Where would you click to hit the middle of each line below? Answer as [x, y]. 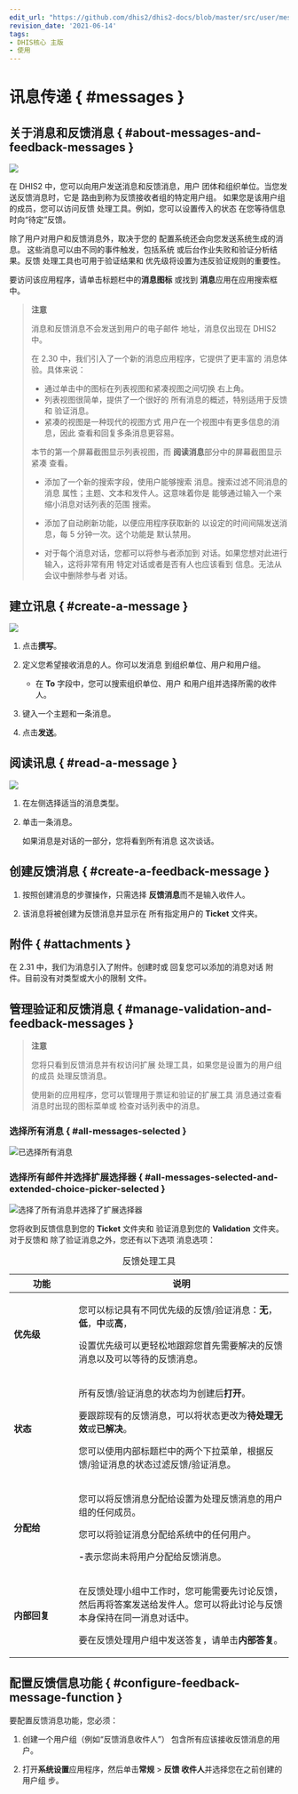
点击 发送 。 [42, 732]
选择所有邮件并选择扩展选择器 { [76, 1177]
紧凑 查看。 [51, 463]
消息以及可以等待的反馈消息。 [141, 1358]
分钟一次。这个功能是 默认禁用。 [136, 534]
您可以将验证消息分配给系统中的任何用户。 [168, 1534]
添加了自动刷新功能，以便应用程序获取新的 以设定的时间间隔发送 [162, 523]
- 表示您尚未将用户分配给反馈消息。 [153, 1557]
